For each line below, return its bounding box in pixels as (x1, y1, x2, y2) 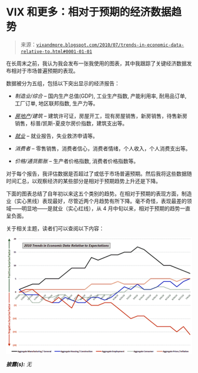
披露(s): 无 (6, 361, 32, 368)
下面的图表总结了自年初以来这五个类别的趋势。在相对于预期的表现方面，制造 (6, 190, 192, 197)
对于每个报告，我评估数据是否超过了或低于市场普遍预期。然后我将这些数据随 (6, 170, 192, 177)
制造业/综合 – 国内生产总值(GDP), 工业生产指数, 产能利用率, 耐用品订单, (14, 92, 187, 99)
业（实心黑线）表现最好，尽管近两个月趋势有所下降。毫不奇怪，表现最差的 (6, 197, 187, 204)
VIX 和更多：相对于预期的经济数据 (6, 5, 172, 19)
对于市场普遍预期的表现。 (16, 67, 78, 74)
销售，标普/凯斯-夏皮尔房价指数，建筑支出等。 (14, 120, 128, 127)
